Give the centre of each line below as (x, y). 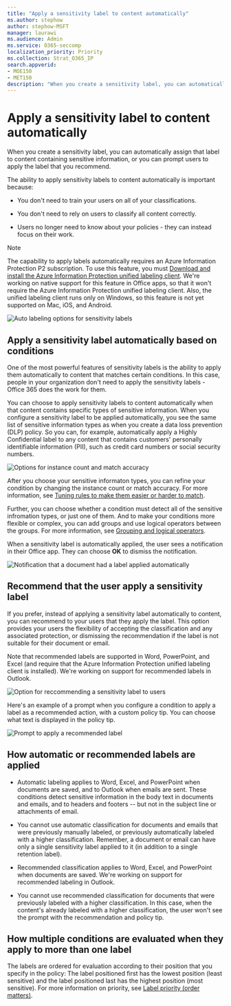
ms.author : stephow (35, 20)
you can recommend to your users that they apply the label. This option (108, 621)
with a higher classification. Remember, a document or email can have (117, 839)
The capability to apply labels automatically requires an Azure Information (112, 261)
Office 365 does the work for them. (57, 389)
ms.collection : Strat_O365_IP (51, 59)
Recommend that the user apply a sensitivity (105, 586)
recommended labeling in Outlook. (66, 882)
